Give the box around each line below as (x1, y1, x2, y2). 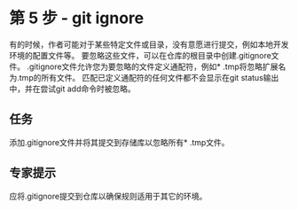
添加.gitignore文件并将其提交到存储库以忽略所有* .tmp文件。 (9, 136, 230, 147)
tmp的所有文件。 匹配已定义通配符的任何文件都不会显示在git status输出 (19, 72, 279, 82)
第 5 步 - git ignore (9, 8, 145, 28)
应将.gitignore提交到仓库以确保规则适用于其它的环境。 (9, 191, 208, 201)
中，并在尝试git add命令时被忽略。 (9, 83, 136, 94)
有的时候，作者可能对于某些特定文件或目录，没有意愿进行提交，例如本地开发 (9, 39, 289, 50)
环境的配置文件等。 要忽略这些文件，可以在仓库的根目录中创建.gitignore (9, 50, 272, 60)
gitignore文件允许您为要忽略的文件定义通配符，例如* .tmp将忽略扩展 (28, 61, 278, 72)
